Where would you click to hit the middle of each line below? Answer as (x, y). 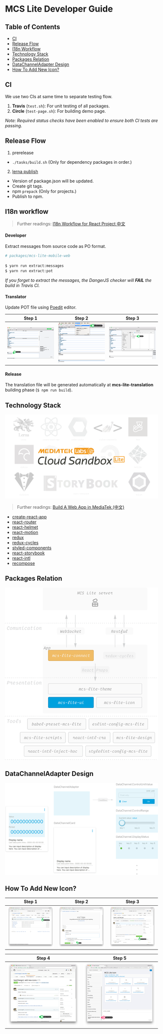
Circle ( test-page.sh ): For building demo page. (59, 111)
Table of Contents (33, 27)
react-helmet (25, 527)
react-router (24, 522)
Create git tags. (27, 186)
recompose (24, 563)
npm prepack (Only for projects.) (44, 191)
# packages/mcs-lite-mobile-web (38, 256)
